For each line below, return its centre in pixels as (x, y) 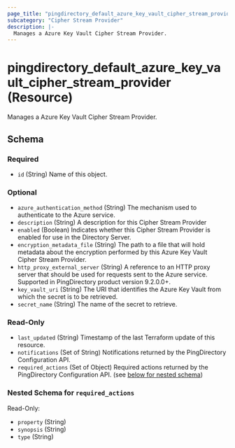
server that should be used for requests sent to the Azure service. (112, 274)
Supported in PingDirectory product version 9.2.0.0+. (94, 282)
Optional (22, 192)
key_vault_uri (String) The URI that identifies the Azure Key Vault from (119, 289)
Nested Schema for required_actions (71, 393)
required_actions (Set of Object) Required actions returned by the (113, 367)
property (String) (42, 421)
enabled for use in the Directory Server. (74, 237)
